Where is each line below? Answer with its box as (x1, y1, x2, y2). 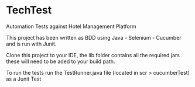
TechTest (6, 4, 52, 17)
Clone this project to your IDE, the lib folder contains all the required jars (6, 51, 180, 58)
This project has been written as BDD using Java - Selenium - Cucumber (6, 34, 182, 41)
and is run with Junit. (6, 40, 57, 47)
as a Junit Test (6, 75, 42, 82)
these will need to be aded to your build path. (6, 58, 115, 65)
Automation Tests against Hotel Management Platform (6, 23, 136, 30)
